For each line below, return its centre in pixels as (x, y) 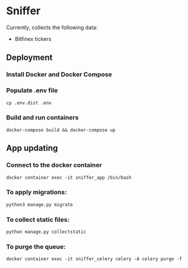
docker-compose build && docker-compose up (61, 130)
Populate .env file (32, 90)
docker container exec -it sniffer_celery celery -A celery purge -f (94, 259)
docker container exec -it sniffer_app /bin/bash (69, 177)
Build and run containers (43, 118)
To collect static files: (38, 219)
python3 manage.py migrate (40, 204)
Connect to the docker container (54, 165)
